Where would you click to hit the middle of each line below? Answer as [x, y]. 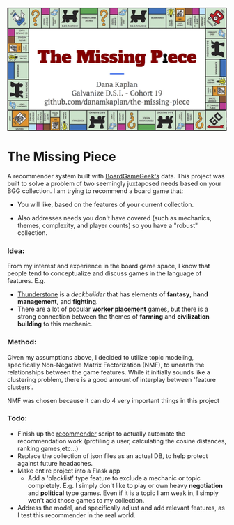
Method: [22, 342]
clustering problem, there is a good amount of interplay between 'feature [111, 379]
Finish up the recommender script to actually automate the [101, 434]
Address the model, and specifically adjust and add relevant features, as [121, 508]
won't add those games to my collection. [86, 500]
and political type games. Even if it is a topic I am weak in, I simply [123, 493]
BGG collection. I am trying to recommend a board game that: [95, 191]
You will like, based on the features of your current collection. [105, 204]
